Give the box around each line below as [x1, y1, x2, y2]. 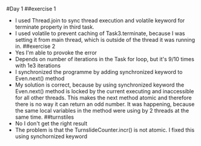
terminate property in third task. [15, 24, 95, 30]
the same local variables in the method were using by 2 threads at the [15, 107, 189, 114]
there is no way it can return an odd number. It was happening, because [15, 101, 195, 108]
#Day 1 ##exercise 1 [6, 5, 56, 12]
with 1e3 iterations [15, 62, 61, 69]
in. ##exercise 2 [15, 42, 56, 50]
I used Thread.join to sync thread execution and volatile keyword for [15, 17, 185, 24]
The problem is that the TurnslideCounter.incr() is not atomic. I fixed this [15, 127, 195, 133]
